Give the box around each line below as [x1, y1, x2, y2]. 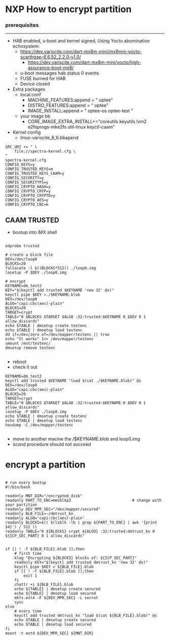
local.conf [20, 92, 41, 98]
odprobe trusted [5, 244, 39, 249]
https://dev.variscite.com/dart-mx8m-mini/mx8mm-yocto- [20, 49, 142, 55]
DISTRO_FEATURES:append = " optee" [27, 102, 109, 108]
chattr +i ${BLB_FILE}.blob [14, 582, 73, 587]
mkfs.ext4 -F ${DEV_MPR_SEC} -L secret [14, 595, 99, 600]
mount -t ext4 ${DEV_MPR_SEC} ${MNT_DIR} [5, 631, 94, 636]
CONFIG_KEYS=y [5, 162, 35, 168]
